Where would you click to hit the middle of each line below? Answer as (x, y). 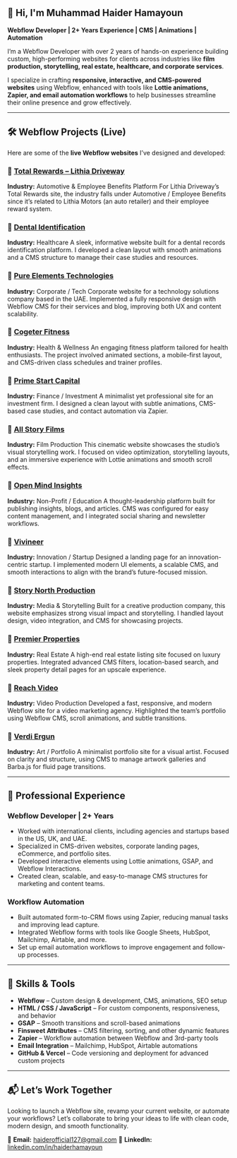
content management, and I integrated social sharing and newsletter (107, 515)
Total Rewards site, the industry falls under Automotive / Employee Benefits (117, 193)
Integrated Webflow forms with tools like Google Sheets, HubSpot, (114, 932)
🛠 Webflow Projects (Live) (67, 132)
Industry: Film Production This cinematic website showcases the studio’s (114, 445)
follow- (215, 948)
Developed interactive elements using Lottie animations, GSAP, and (115, 861)
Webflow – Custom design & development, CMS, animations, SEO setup (122, 1001)
